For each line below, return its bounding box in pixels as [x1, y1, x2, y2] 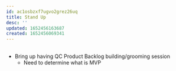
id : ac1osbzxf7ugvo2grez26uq [6, 8, 78, 15]
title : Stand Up [6, 14, 46, 20]
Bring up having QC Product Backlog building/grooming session [14, 53, 170, 60]
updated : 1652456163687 [6, 25, 65, 31]
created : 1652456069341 [6, 31, 65, 37]
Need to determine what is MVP [23, 59, 102, 66]
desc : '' [6, 20, 28, 25]
